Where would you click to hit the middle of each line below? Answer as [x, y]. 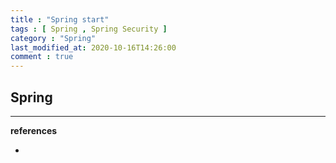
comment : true [42, 57]
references [34, 130]
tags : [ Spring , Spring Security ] [89, 29]
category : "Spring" [53, 38]
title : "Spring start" [60, 19]
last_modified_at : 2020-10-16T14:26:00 [93, 47]
